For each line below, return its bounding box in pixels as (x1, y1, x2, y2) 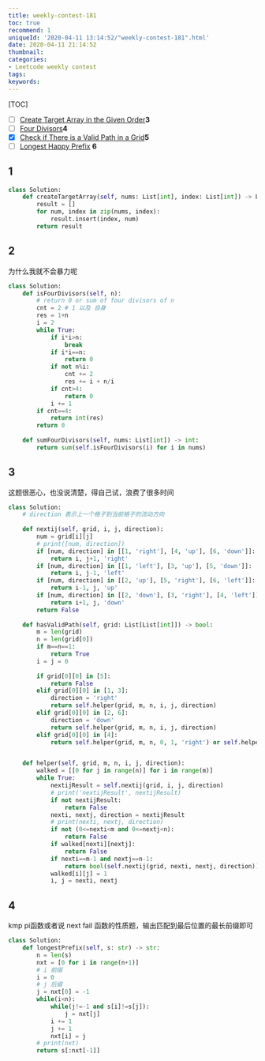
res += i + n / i (64, 378, 114, 386)
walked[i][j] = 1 (50, 870, 108, 878)
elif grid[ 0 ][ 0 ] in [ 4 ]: (36, 731, 118, 739)
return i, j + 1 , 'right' (50, 555, 129, 562)
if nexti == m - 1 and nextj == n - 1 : (50, 855, 154, 863)
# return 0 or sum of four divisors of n (36, 297, 175, 305)
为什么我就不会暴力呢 (8, 266, 77, 276)
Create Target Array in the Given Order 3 (19, 115, 150, 124)
